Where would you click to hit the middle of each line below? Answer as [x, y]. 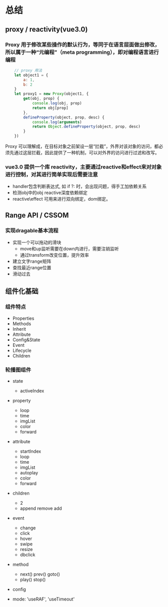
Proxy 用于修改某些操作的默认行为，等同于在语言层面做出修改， [82, 44]
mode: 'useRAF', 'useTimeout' [44, 599]
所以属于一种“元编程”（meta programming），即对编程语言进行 [82, 52]
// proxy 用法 [28, 70]
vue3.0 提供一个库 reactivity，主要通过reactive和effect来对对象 [83, 167]
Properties [23, 318]
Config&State [26, 340]
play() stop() [33, 579]
